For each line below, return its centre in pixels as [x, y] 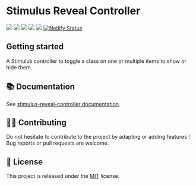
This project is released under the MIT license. [63, 176]
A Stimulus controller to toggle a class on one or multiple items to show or [97, 61]
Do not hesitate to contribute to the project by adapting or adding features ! [98, 137]
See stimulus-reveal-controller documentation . [63, 104]
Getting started [35, 47]
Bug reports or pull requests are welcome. [58, 143]
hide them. [19, 67]
